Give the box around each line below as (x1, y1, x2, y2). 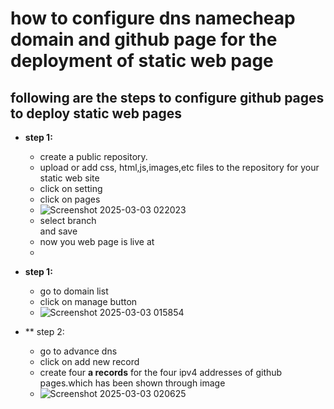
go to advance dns (39, 345, 118, 357)
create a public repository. (39, 151, 148, 162)
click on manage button (39, 296, 138, 307)
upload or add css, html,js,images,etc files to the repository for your (39, 162, 320, 173)
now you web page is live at (39, 236, 155, 247)
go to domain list (39, 285, 109, 297)
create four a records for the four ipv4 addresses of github (39, 367, 283, 378)
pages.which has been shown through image (39, 377, 226, 389)
